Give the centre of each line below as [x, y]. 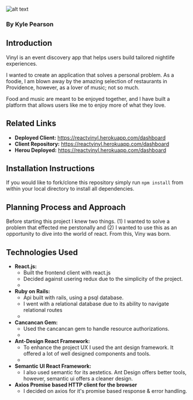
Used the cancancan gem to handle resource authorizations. [96, 328]
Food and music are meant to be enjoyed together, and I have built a [88, 99]
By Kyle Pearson [30, 24]
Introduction [29, 43]
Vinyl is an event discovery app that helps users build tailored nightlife [90, 57]
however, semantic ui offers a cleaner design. [78, 378]
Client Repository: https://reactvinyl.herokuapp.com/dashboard [92, 144]
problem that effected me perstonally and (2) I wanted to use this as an [92, 228]
